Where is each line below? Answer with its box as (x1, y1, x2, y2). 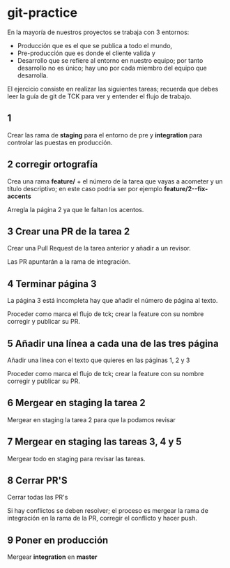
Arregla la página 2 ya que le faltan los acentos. (7, 205, 144, 214)
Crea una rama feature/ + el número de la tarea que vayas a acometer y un (7, 177, 223, 186)
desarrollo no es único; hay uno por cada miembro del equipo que (17, 63, 207, 72)
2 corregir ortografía (7, 158, 98, 170)
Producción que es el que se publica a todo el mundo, (17, 41, 173, 50)
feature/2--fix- (163, 184, 208, 193)
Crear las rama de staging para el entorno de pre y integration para (7, 130, 203, 139)
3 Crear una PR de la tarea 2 (7, 225, 130, 237)
